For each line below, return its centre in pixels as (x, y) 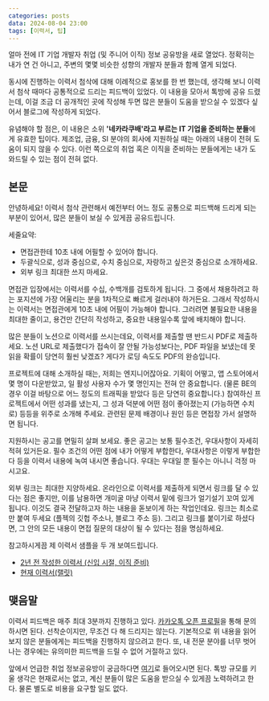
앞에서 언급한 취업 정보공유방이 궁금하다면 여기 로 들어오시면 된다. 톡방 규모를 (128, 668)
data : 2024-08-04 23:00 (48, 23)
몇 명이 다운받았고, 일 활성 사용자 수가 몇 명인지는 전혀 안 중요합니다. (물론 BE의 (132, 383)
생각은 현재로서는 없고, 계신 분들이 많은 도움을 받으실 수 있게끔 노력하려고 (131, 678)
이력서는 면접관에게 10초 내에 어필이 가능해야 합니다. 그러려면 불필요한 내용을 (137, 310)
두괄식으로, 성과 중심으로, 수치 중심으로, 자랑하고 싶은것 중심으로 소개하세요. (139, 262)
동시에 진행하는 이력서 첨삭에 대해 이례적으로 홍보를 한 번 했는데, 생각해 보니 (127, 82)
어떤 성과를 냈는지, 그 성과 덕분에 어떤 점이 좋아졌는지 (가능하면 (141, 404)
